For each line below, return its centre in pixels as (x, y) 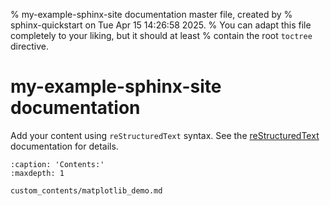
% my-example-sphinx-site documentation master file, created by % (151, 14)
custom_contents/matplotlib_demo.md (86, 190)
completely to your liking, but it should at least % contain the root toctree (161, 35)
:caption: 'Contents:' (57, 164)
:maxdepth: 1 (37, 173)
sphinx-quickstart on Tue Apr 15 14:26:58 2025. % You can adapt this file (161, 25)
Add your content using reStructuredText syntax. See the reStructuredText (165, 135)
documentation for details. (64, 146)
